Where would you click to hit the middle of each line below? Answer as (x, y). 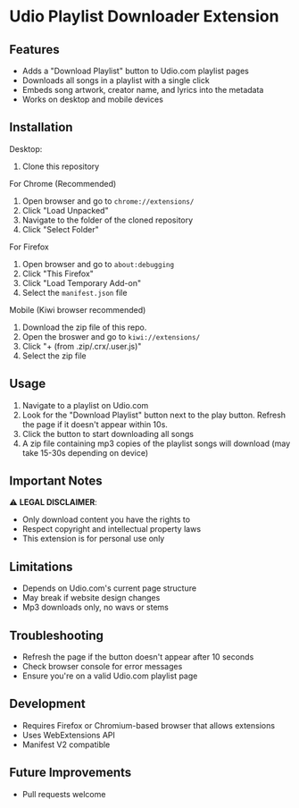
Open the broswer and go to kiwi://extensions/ (111, 336)
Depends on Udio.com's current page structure (109, 588)
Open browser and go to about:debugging (98, 264)
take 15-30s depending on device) (85, 452)
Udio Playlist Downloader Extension (144, 17)
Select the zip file (54, 356)
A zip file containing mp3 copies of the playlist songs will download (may (156, 443)
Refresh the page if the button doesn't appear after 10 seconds (138, 657)
